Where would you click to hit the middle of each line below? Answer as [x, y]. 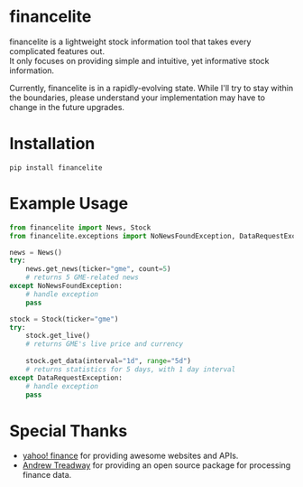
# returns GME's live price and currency [104, 344]
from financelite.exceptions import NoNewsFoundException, [123, 236]
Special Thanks [69, 431]
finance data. [47, 475]
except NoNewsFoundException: [66, 286]
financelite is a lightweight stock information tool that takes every [130, 42]
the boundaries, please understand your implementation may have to [138, 98]
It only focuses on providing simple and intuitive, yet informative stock [139, 61]
